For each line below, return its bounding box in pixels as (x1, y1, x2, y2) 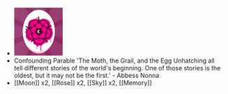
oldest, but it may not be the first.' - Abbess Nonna (13, 71, 160, 79)
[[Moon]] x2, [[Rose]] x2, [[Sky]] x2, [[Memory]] (13, 79, 152, 87)
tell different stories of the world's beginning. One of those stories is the (13, 64, 221, 72)
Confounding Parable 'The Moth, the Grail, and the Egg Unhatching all (13, 56, 215, 65)
